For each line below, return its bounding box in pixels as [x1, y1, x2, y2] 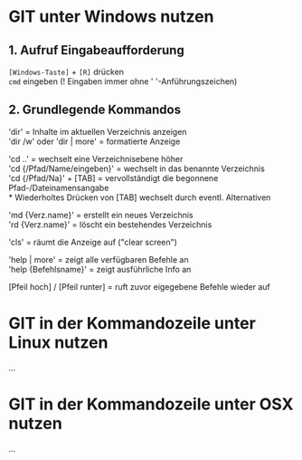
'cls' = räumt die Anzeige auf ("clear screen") [8, 236, 178, 247]
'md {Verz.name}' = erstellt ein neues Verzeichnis [8, 209, 193, 220]
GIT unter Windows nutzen [8, 6, 214, 27]
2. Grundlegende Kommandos [8, 102, 182, 118]
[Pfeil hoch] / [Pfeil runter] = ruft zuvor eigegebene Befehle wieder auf [8, 281, 270, 292]
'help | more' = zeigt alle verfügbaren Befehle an [8, 254, 189, 264]
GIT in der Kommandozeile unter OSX [8, 394, 294, 414]
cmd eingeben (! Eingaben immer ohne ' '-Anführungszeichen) [8, 76, 238, 87]
